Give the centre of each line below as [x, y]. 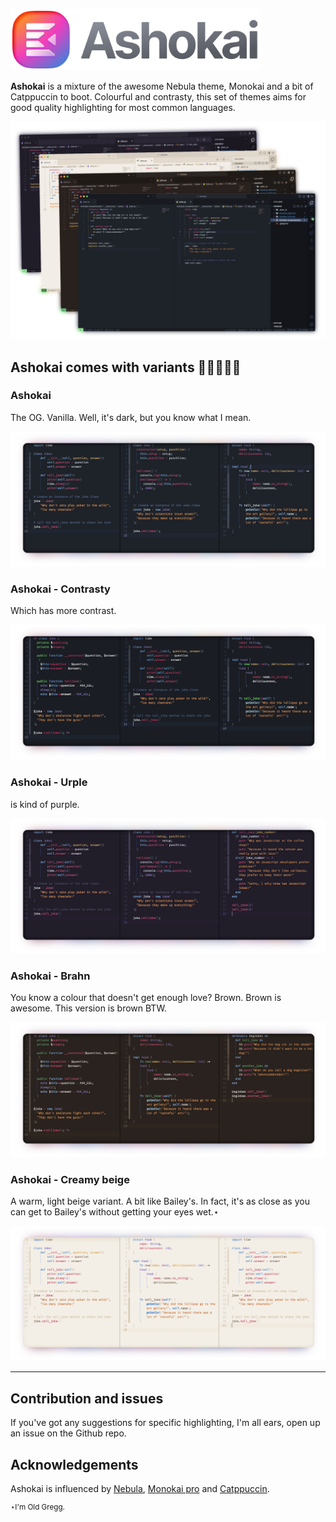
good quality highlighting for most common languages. [123, 107]
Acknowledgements [74, 1464]
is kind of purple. [45, 804]
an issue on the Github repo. [68, 1433]
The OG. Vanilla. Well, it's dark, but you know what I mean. [131, 417]
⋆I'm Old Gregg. [37, 1507]
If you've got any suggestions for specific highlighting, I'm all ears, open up [165, 1423]
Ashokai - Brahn [50, 976]
